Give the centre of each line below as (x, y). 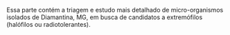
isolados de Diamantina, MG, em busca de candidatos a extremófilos (105, 17)
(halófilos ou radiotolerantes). (48, 24)
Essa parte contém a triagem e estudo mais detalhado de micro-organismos (115, 10)
